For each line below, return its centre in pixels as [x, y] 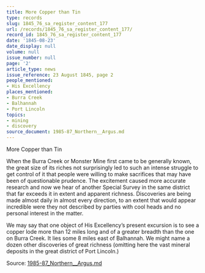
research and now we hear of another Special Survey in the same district [98, 187]
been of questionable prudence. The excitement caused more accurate [96, 181]
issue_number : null [31, 58]
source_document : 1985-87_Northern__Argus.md [65, 132]
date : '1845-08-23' [31, 40]
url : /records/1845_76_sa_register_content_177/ [69, 29]
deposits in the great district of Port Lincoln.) [63, 251]
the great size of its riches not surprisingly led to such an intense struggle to [102, 167]
